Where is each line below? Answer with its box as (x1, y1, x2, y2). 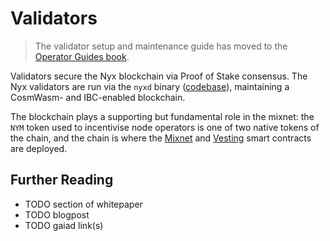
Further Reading (10, 172, 114, 189)
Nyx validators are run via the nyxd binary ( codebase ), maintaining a (10, 80, 290, 92)
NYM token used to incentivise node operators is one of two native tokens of (10, 121, 320, 133)
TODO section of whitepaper (24, 198, 143, 210)
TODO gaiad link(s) (24, 219, 104, 231)
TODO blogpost (24, 208, 90, 221)
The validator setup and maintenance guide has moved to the (34, 40, 288, 52)
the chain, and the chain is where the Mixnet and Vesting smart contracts (10, 132, 312, 144)
